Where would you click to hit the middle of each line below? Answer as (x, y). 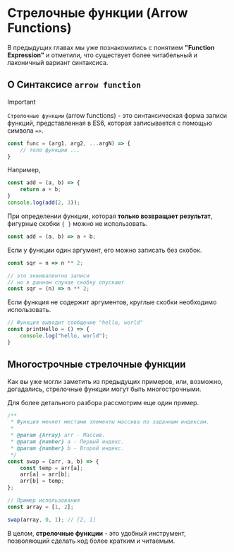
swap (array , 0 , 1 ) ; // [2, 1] (52, 520)
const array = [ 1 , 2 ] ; (41, 507)
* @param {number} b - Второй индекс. (67, 448)
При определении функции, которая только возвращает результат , (110, 216)
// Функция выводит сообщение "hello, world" (75, 323)
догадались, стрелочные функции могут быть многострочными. (104, 389)
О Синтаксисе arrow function (74, 85)
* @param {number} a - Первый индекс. (67, 442)
